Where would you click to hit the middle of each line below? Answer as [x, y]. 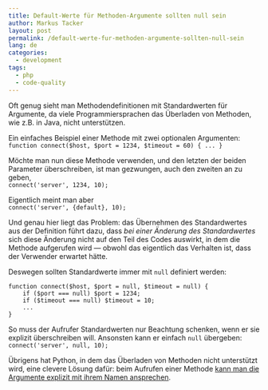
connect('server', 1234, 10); [59, 185]
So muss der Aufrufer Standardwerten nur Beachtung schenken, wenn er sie [134, 329]
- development [39, 61]
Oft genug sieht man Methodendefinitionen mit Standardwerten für [118, 105]
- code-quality [41, 82]
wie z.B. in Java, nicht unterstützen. [67, 122]
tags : [17, 68]
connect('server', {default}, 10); [67, 207]
